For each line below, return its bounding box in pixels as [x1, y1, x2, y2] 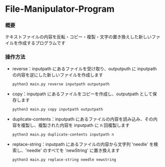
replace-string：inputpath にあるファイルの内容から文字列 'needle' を [12, 141, 154, 147]
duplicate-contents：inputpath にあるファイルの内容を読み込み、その [12, 116, 154, 122]
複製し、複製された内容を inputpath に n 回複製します [21, 122, 130, 128]
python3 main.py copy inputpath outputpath [12, 107, 103, 111]
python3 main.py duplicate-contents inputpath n [12, 132, 114, 137]
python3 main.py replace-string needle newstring [12, 157, 117, 162]
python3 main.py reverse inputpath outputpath [12, 82, 110, 86]
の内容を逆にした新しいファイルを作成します [12, 72, 103, 78]
